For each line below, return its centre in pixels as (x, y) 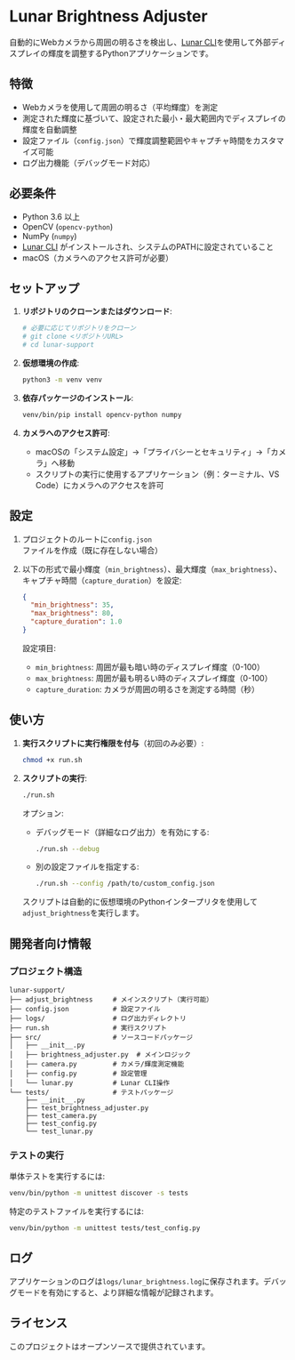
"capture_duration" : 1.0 (76, 622)
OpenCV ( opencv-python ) (68, 226)
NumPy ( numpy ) (49, 236)
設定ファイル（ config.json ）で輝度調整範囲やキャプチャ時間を (137, 141)
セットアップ (44, 288)
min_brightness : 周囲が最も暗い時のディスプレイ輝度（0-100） (150, 667)
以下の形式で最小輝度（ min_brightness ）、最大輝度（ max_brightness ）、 (152, 569)
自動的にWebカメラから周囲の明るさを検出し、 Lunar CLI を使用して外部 (140, 42)
